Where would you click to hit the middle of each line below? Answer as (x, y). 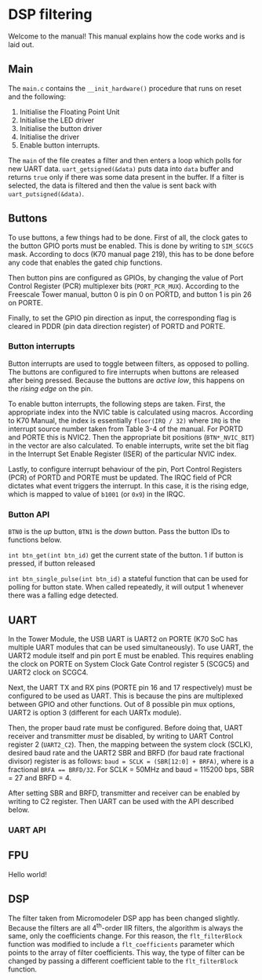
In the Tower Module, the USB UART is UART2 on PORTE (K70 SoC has (123, 638)
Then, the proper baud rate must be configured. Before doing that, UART (126, 727)
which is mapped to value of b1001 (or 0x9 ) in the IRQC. (97, 494)
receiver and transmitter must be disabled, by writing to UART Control (121, 736)
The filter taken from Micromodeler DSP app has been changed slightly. (124, 918)
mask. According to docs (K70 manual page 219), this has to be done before (131, 254)
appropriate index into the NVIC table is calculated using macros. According (131, 412)
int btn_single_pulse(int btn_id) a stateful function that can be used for (128, 579)
